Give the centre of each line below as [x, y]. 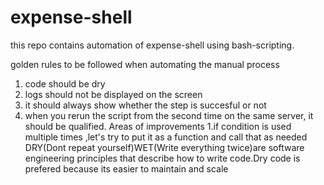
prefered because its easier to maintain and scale [126, 168]
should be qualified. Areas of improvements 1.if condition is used [158, 126]
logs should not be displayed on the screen [113, 94]
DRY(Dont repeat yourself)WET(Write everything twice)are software [164, 147]
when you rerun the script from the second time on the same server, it [169, 115]
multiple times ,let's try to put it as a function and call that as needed [166, 137]
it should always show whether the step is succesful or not [145, 105]
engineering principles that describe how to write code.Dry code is [162, 158]
